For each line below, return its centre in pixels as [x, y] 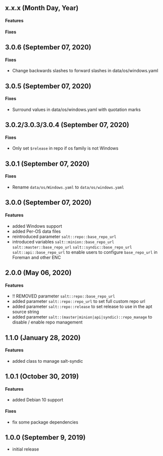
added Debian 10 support [38, 400]
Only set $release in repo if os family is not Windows [65, 148]
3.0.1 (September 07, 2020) [47, 164]
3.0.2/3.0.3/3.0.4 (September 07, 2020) [67, 125]
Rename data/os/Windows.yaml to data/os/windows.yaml [68, 187]
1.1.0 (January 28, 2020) [43, 337]
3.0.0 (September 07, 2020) [48, 202]
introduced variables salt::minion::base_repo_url [63, 241]
